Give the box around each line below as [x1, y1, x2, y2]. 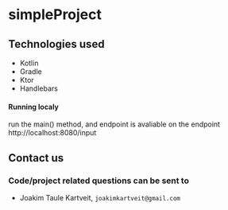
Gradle [19, 67, 42, 76]
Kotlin [19, 58, 39, 68]
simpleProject [8, 6, 102, 24]
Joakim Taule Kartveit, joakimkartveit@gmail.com [19, 192, 181, 202]
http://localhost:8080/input [8, 128, 97, 138]
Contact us [8, 151, 64, 165]
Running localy [8, 102, 60, 111]
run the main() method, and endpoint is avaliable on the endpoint [8, 119, 221, 129]
